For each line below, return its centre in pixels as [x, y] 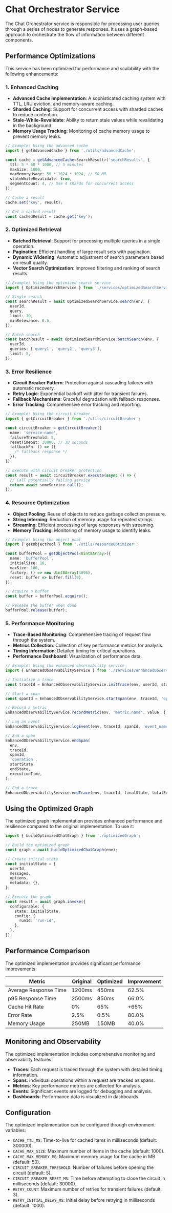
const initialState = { [31, 864]
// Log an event [23, 722]
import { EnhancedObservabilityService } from [56, 671]
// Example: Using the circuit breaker [48, 414]
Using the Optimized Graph [49, 808]
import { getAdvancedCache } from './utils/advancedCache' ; [71, 150]
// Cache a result [25, 198]
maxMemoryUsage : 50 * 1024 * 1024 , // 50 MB [58, 174]
